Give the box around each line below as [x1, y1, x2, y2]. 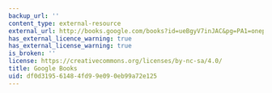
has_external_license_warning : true [8, 42, 132, 50]
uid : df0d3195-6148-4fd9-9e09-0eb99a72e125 [8, 72, 158, 80]
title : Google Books [8, 65, 79, 73]
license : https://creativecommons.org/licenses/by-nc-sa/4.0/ [8, 57, 223, 66]
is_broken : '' [8, 49, 57, 57]
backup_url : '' [8, 11, 60, 20]
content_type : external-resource [8, 19, 121, 27]
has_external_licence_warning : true [8, 34, 132, 43]
